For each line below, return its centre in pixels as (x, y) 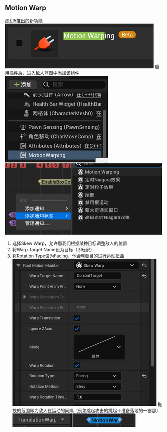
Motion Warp (26, 8)
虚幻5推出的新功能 (24, 21)
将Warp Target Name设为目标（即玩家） (53, 250)
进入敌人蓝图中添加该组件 (53, 73)
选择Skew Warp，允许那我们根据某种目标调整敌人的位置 (70, 243)
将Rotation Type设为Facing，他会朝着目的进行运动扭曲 (68, 256)
